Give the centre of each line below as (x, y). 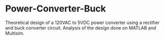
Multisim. (15, 33)
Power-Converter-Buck (56, 9)
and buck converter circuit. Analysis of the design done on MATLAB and (81, 27)
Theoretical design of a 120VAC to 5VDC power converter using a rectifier (82, 22)
